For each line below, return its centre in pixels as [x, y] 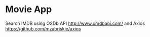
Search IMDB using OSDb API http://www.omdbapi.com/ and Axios [75, 23]
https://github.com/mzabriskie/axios [43, 28]
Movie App [29, 9]
